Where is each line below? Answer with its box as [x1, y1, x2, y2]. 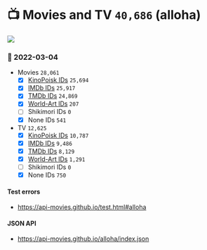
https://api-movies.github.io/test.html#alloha [17, 203, 147, 211]
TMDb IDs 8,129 [27, 146, 75, 155]
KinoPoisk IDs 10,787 [27, 131, 89, 139]
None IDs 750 [27, 170, 67, 179]
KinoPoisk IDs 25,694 [27, 76, 89, 85]
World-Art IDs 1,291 [27, 154, 86, 163]
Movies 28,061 [17, 68, 60, 77]
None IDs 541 [27, 115, 67, 124]
